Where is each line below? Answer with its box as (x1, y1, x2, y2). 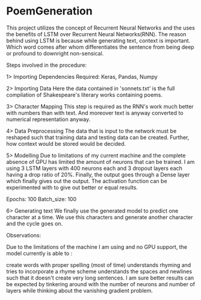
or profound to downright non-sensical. (6, 49, 104, 57)
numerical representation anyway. (6, 116, 91, 123)
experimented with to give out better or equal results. (6, 184, 138, 191)
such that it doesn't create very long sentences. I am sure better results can (6, 274, 194, 281)
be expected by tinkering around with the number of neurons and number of (6, 280, 196, 287)
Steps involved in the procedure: (6, 61, 87, 69)
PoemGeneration (6, 4, 93, 18)
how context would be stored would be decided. (6, 140, 126, 147)
